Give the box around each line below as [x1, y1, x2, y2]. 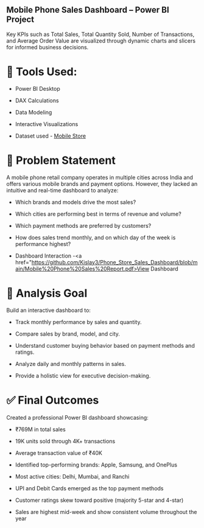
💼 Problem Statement [6, 153, 116, 167]
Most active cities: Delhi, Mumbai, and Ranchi [15, 473, 130, 480]
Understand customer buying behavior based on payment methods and [15, 342, 195, 349]
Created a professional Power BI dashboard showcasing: [6, 414, 149, 421]
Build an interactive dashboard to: [6, 306, 91, 314]
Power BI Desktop [15, 85, 60, 92]
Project [6, 15, 35, 25]
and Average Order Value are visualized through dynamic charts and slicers [6, 37, 196, 44]
